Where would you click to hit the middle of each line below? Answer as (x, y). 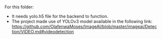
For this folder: (19, 7)
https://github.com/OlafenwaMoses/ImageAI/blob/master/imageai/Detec (84, 26)
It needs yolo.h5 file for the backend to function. (60, 16)
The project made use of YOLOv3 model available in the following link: (82, 21)
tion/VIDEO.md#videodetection (43, 32)
